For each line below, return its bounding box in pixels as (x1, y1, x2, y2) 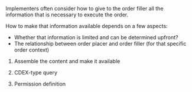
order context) (14, 46, 50, 53)
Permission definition (14, 80, 66, 87)
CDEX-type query (14, 69, 57, 76)
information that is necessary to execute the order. (5, 11, 128, 18)
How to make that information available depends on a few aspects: (5, 23, 168, 29)
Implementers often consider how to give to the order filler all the (5, 5, 164, 12)
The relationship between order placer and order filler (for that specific (14, 40, 187, 47)
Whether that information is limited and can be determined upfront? (14, 34, 178, 40)
